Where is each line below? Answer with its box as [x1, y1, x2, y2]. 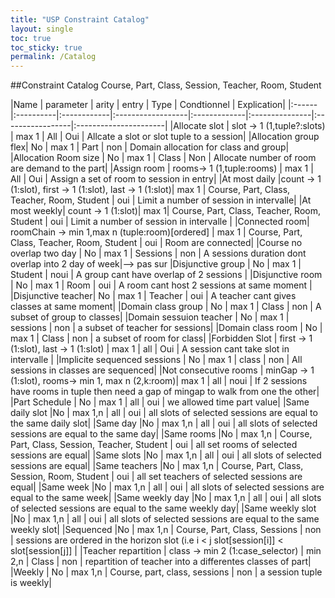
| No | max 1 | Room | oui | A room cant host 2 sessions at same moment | [10, 279, 313, 291]
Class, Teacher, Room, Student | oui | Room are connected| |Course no [10, 237, 303, 249]
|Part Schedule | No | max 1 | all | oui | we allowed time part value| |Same [10, 396, 310, 408]
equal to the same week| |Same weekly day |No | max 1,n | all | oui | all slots [10, 492, 322, 504]
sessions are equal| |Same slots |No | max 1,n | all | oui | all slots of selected [10, 449, 322, 461]
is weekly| [10, 577, 52, 589]
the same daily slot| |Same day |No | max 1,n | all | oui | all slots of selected [10, 417, 318, 430]
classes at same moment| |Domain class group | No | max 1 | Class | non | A [10, 301, 322, 313]
